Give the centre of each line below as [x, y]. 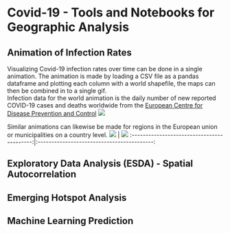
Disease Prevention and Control [52, 113]
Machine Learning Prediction [70, 221]
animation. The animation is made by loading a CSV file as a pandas [103, 76]
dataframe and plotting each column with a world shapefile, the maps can [111, 83]
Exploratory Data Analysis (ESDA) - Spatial [100, 163]
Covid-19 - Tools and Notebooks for [111, 13]
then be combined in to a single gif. [57, 91]
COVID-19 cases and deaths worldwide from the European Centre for [105, 105]
